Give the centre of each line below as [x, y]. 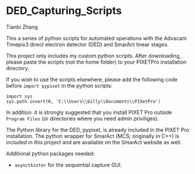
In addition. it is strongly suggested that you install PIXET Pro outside [89, 112]
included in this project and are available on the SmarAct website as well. [94, 142]
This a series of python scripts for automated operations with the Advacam [97, 38]
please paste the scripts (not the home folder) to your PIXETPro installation [96, 62]
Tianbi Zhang [22, 27]
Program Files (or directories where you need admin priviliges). [83, 119]
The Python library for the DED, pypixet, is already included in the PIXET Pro [97, 130]
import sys [19, 96]
